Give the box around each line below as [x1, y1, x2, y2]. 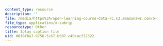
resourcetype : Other [5, 25, 47, 30]
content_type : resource [5, 7, 53, 12]
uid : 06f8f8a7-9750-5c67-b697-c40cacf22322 [5, 34, 95, 39]
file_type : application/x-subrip [5, 20, 73, 25]
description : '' [5, 11, 38, 16]
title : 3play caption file [5, 29, 60, 34]
